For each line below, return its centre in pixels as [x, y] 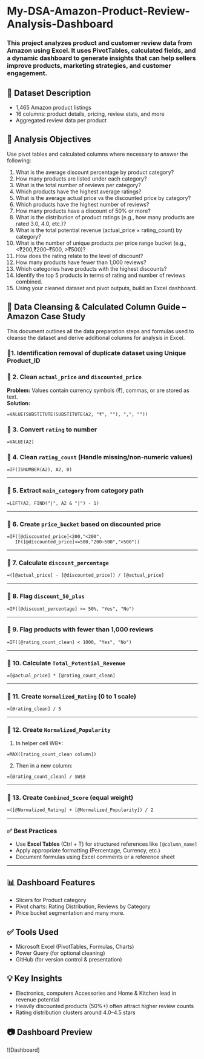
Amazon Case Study [46, 317]
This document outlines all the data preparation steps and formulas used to [100, 331]
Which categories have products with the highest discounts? [91, 268]
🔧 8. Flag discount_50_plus [46, 596]
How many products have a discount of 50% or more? [83, 211]
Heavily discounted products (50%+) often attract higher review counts [105, 1006]
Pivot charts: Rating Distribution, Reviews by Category [83, 906]
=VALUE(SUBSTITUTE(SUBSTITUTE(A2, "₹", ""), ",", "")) [77, 414]
